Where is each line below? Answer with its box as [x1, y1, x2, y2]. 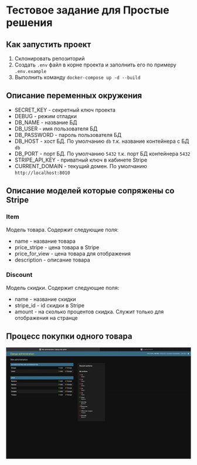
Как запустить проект [6, 39, 91, 49]
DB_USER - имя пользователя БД [14, 125, 98, 132]
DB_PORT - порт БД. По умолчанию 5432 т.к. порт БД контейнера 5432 [14, 150, 191, 157]
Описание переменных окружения [6, 91, 142, 101]
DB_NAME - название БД [14, 119, 77, 126]
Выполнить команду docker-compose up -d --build [14, 74, 141, 81]
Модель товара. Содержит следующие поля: [6, 226, 119, 233]
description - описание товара [14, 256, 90, 263]
